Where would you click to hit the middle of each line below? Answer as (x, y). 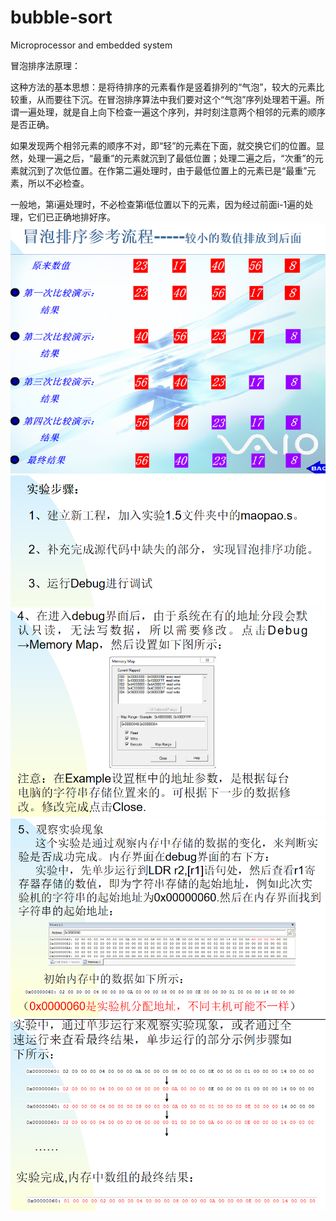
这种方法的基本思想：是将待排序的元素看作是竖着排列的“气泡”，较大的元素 (163, 87)
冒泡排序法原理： (45, 65)
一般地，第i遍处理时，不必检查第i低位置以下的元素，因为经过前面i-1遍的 (157, 204)
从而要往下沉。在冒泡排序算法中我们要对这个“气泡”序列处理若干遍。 (176, 99)
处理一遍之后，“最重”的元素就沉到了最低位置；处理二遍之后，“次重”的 (171, 158)
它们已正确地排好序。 (71, 217)
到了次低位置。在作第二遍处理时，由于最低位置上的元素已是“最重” (172, 170)
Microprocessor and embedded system (91, 45)
